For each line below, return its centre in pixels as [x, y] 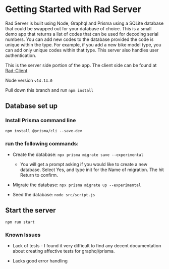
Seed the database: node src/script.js [54, 194]
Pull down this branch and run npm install [49, 90]
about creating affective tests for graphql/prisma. [64, 251]
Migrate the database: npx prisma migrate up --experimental [77, 185]
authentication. [21, 55]
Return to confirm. [39, 175]
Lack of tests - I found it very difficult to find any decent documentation [87, 246]
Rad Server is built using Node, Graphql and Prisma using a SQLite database [84, 23]
